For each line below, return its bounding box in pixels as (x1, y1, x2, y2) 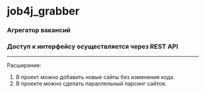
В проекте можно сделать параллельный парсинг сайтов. (15, 80, 167, 88)
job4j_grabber (7, 4, 80, 18)
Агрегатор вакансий (7, 26, 71, 35)
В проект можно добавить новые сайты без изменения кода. (15, 74, 175, 81)
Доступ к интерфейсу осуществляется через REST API (7, 43, 178, 51)
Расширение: (7, 62, 42, 69)
